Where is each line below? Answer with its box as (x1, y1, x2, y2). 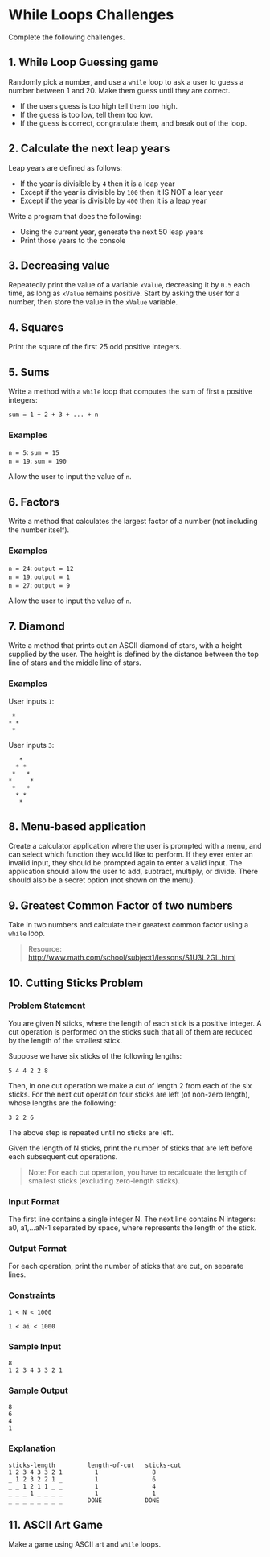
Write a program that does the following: (8, 211, 142, 221)
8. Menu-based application (8, 820, 147, 833)
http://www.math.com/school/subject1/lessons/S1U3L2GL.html (27, 952, 236, 963)
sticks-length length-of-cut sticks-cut (8, 1461, 182, 1469)
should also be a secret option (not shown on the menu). (8, 875, 195, 885)
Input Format (8, 1196, 60, 1207)
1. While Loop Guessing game (8, 56, 159, 69)
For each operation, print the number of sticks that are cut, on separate (8, 1262, 243, 1271)
